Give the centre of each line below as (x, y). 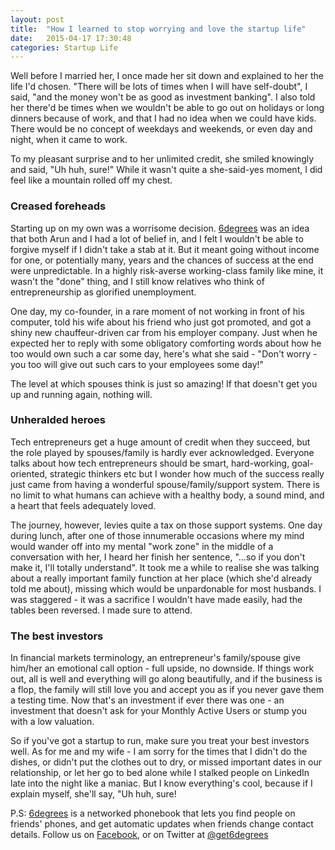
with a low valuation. (52, 722)
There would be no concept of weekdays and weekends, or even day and (161, 129)
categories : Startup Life (64, 47)
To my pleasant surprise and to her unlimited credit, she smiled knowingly (162, 159)
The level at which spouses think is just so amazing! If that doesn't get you (164, 383)
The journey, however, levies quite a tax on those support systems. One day (166, 525)
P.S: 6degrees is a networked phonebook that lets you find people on (153, 813)
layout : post (37, 19)
